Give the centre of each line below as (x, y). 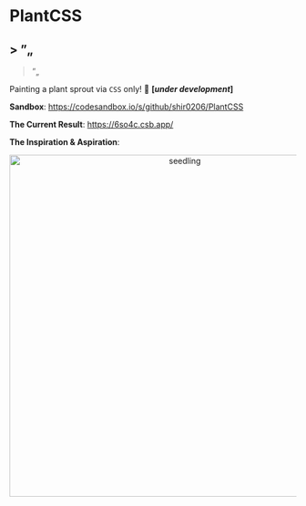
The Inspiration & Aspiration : (65, 142)
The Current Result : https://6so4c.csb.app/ (92, 124)
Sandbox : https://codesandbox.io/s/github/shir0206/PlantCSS (127, 107)
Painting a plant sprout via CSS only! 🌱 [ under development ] (122, 89)
